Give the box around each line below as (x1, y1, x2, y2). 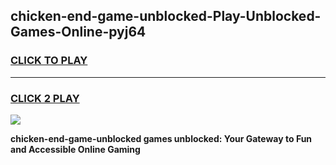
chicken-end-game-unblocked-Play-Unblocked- (10, 8, 322, 25)
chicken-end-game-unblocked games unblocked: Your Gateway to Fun (10, 132, 313, 144)
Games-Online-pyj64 (10, 24, 147, 41)
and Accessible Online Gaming (10, 143, 141, 155)
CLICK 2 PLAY (10, 91, 80, 105)
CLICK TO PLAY (10, 54, 88, 68)
